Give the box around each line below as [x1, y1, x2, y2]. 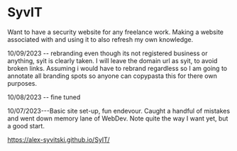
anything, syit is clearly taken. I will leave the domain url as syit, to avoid [7, 56, 218, 65]
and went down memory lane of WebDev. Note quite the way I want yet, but [7, 114, 228, 123]
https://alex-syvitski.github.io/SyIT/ [7, 135, 110, 144]
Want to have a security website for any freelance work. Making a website [7, 28, 224, 36]
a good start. [7, 121, 45, 130]
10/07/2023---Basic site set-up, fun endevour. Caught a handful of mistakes [7, 106, 231, 115]
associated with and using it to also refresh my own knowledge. [7, 35, 194, 43]
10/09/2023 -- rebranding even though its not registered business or [7, 49, 208, 57]
